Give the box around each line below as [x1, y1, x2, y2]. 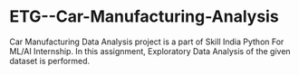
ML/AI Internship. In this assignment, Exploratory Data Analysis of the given [9, 45, 292, 56]
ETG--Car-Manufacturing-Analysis [9, 6, 279, 27]
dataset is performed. [9, 55, 91, 66]
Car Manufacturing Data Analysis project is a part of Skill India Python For [9, 36, 285, 47]
